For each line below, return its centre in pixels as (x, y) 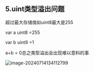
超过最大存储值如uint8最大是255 (39, 22)
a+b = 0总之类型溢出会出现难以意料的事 (47, 53)
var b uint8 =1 (20, 42)
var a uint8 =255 (23, 32)
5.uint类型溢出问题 (35, 9)
